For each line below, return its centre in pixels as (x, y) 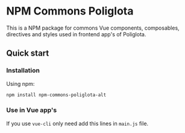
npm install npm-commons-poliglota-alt (56, 95)
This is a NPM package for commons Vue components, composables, (93, 28)
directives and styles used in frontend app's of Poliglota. (76, 34)
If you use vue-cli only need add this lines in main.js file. (77, 123)
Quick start (28, 54)
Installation (23, 71)
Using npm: (20, 83)
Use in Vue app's (32, 110)
